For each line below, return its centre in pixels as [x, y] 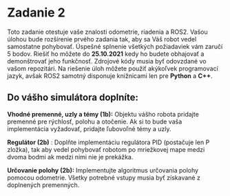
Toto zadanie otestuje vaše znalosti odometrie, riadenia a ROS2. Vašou [107, 32]
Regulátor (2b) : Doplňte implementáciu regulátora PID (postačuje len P [108, 142]
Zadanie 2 [36, 13]
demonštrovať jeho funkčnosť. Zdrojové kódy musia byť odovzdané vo [107, 61]
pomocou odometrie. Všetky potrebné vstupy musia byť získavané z [104, 177]
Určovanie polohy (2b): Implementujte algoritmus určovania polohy [103, 170]
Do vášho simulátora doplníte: [73, 98]
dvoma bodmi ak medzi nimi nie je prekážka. [70, 157]
